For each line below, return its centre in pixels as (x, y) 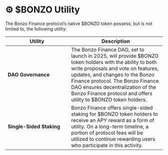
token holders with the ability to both (114, 62)
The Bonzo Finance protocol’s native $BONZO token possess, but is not (79, 23)
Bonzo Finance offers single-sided (112, 107)
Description (116, 41)
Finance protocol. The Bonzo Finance (115, 80)
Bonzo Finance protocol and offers (112, 93)
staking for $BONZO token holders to (115, 114)
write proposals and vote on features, (115, 68)
